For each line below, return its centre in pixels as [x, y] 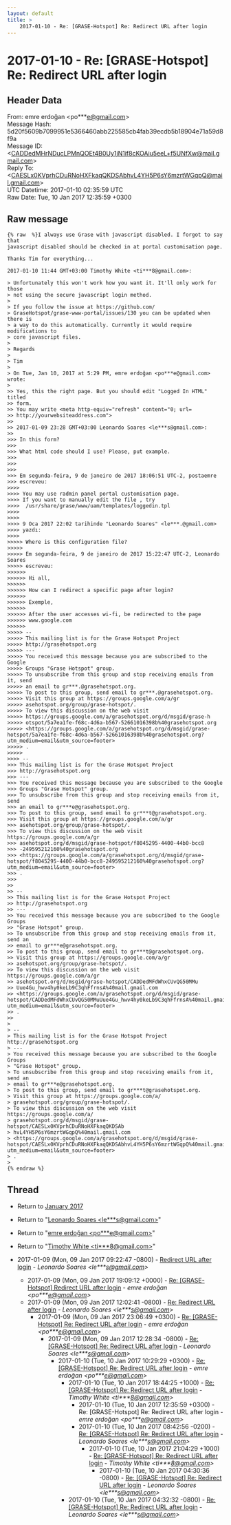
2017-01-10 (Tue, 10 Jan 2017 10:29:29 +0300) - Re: [132, 1361]
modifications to [32, 331]
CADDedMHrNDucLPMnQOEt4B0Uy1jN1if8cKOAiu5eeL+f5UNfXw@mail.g [115, 154]
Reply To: [21, 168]
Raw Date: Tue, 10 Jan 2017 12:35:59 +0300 [69, 198]
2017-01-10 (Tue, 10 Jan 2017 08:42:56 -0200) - [147, 1427]
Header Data [35, 100]
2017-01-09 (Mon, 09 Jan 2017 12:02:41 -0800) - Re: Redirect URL [121, 1302]
